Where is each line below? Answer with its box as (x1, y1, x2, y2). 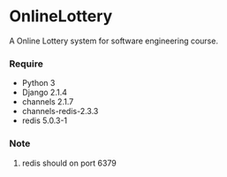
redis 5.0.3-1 (21, 115, 68, 126)
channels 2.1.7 (21, 96, 74, 107)
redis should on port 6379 (21, 158, 117, 168)
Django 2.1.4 (21, 87, 68, 98)
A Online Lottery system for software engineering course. (9, 35, 219, 46)
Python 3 (21, 78, 56, 88)
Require (9, 58, 44, 70)
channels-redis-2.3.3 (21, 106, 99, 117)
